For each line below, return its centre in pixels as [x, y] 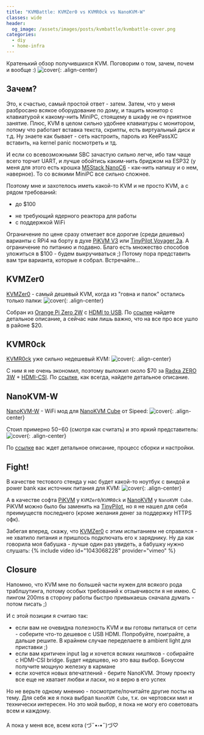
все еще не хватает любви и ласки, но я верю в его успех [90, 679]
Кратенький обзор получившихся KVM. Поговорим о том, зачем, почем [100, 63]
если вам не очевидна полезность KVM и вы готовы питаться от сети [106, 627]
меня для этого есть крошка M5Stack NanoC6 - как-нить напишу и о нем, [102, 167]
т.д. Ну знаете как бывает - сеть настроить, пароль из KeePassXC [92, 136]
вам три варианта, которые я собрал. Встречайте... [73, 260]
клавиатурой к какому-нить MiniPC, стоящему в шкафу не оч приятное [99, 117]
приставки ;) [31, 647]
